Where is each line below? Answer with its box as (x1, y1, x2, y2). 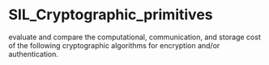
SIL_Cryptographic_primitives (8, 6, 213, 24)
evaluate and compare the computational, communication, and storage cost (8, 32, 261, 42)
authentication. (8, 49, 59, 59)
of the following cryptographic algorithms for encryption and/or (8, 40, 220, 50)
